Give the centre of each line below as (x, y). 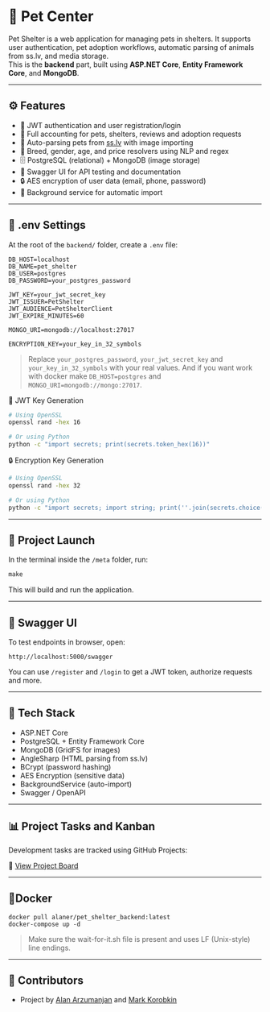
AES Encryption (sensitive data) (72, 775)
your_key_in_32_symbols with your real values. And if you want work (140, 367)
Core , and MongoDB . (44, 73)
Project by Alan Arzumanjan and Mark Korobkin (98, 1000)
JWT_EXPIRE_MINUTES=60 (46, 316)
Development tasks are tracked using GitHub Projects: (98, 850)
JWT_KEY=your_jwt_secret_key (57, 294)
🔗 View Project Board (43, 865)
